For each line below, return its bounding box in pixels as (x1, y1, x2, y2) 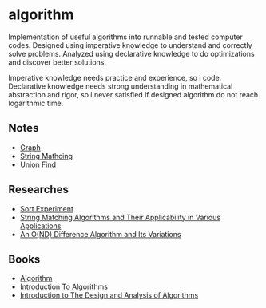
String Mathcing (19, 151, 73, 160)
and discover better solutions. (8, 57, 106, 67)
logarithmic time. (8, 98, 64, 108)
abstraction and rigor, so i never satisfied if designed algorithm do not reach (8, 89, 259, 99)
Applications (19, 221, 62, 231)
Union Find (19, 160, 56, 169)
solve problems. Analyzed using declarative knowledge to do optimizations (8, 49, 255, 58)
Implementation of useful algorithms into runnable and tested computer (8, 32, 244, 41)
